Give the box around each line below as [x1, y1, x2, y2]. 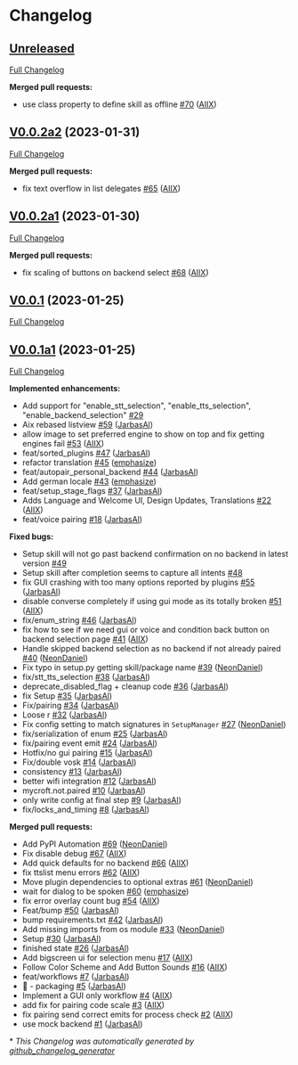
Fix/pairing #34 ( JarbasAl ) [21, 700, 119, 711]
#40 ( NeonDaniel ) [21, 652, 89, 664]
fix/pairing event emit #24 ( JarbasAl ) [21, 738, 158, 749]
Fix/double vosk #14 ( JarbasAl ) [21, 757, 137, 767]
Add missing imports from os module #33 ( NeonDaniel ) [21, 924, 225, 935]
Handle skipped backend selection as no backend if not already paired [21, 643, 282, 654]
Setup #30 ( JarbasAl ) [21, 933, 102, 945]
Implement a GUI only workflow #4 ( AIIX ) [21, 990, 173, 1001]
